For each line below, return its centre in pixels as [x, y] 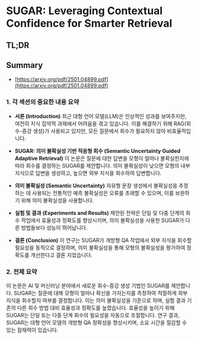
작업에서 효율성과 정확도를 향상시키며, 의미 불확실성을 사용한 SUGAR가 [103, 220]
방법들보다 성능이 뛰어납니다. [54, 227]
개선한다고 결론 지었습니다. [61, 255]
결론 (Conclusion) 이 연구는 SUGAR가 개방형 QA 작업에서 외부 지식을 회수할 [103, 240]
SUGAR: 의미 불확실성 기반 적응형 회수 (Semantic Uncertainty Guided [98, 151]
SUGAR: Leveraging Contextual [85, 11]
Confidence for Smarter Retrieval [89, 23]
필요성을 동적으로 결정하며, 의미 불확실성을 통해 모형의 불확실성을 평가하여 [100, 247]
